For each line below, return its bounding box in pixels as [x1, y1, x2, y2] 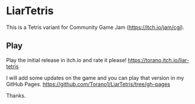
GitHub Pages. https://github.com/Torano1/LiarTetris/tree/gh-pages [6, 80, 171, 87]
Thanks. [6, 92, 26, 99]
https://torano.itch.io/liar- [127, 56, 190, 63]
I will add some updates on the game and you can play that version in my [6, 74, 184, 81]
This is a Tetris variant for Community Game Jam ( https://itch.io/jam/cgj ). [6, 24, 185, 31]
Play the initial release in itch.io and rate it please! [6, 56, 127, 63]
